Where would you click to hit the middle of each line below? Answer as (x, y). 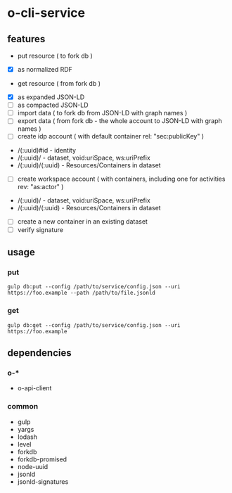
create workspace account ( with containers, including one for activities (121, 179)
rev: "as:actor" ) (40, 187)
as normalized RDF (45, 69)
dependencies (39, 353)
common (23, 406)
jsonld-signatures (43, 481)
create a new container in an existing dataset (82, 222)
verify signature (40, 229)
